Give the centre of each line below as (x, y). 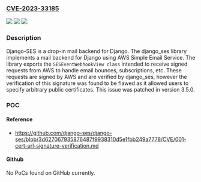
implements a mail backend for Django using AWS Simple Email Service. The (101, 57)
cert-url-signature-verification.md (57, 145)
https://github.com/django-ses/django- (63, 133)
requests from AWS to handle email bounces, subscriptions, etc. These (94, 70)
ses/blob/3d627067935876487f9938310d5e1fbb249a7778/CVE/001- (100, 139)
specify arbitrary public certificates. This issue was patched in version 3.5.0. (100, 89)
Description (24, 38)
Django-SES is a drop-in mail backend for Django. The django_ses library (97, 51)
